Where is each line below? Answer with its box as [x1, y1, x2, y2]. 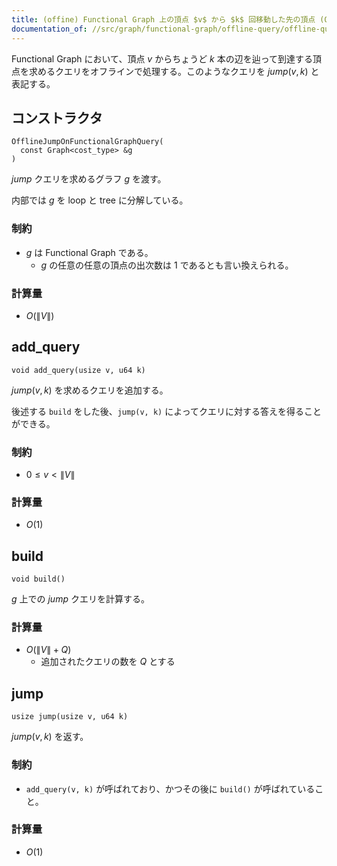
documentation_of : [11, 24, 88, 34]
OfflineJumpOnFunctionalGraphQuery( [11, 137, 164, 147]
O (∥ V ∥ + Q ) [25, 644, 72, 656]
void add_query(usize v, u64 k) [11, 365, 146, 375]
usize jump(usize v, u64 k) [11, 712, 129, 722]
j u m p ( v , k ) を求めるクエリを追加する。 [11, 384, 169, 396]
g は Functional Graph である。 [25, 246, 154, 258]
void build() [11, 574, 66, 585]
